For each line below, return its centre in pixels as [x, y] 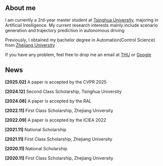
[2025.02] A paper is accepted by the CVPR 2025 [56, 82]
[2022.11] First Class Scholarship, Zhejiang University [59, 111]
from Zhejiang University [30, 45]
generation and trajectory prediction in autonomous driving [65, 30]
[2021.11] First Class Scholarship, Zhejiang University [59, 139]
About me [20, 8]
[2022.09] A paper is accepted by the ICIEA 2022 [56, 120]
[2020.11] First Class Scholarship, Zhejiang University [59, 158]
